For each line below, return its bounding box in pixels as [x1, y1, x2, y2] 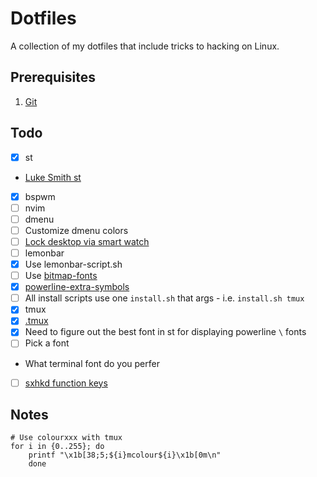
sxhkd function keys [24, 377, 108, 389]
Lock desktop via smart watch [24, 235, 150, 247]
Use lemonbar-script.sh [24, 258, 123, 270]
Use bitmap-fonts [24, 270, 98, 282]
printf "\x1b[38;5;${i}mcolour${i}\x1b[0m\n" [28, 450, 222, 461]
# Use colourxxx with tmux [10, 433, 123, 443]
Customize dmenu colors [24, 224, 129, 236]
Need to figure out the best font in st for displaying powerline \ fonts [24, 326, 307, 338]
